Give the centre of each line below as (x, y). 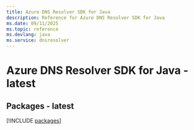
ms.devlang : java (28, 35)
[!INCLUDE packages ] (34, 121)
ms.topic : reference (33, 29)
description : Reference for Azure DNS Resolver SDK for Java (86, 18)
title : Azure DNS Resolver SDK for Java (59, 12)
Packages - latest (40, 106)
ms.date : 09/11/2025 (33, 23)
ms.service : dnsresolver (38, 40)
